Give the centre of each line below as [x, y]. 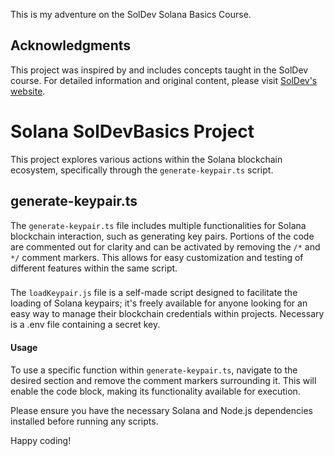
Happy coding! [41, 440]
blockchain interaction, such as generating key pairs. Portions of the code [162, 236]
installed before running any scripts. [84, 421]
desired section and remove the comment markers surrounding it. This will [163, 380]
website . [28, 91]
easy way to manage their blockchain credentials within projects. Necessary [167, 314]
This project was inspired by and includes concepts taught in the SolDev [159, 70]
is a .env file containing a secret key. [85, 325]
